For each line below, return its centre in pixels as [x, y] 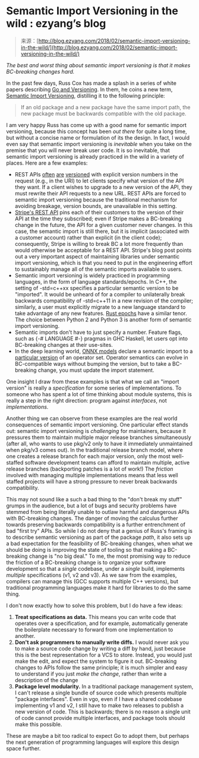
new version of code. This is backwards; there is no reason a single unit [102, 712]
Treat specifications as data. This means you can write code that [95, 617]
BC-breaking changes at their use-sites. [64, 345]
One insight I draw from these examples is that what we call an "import [93, 381]
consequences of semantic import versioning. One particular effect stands [97, 424]
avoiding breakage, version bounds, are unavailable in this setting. [96, 206]
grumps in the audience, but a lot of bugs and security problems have [91, 506]
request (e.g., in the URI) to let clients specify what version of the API [99, 181]
